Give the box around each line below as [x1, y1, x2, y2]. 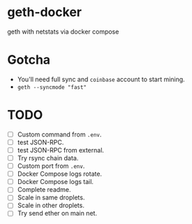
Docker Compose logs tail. [17, 178, 94, 186]
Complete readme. [17, 185, 71, 194]
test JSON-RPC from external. [17, 146, 105, 154]
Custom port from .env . [17, 162, 85, 170]
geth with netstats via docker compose [7, 27, 119, 36]
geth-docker [7, 4, 82, 20]
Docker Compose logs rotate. [17, 169, 103, 178]
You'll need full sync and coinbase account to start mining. [17, 75, 185, 83]
